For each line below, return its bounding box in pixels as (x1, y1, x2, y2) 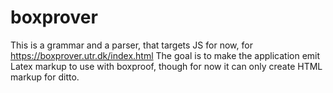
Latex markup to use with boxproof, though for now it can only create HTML (10, 60, 323, 72)
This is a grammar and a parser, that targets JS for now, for (10, 39, 253, 51)
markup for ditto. (10, 71, 80, 83)
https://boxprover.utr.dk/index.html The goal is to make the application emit (10, 49, 321, 61)
